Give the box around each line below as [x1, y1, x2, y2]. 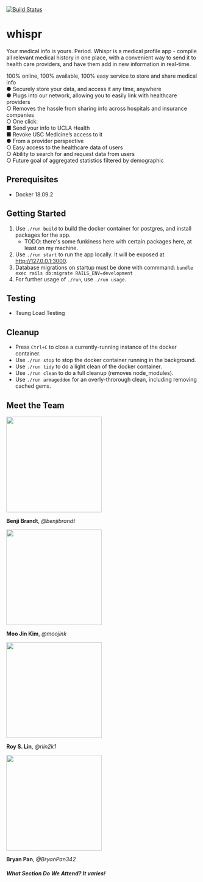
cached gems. [15, 382, 52, 390]
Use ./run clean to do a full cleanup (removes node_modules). [15, 369, 174, 377]
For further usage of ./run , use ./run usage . [15, 275, 127, 283]
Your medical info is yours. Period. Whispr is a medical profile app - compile [6, 47, 197, 54]
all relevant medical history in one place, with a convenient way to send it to [6, 54, 196, 61]
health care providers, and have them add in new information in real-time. [6, 60, 191, 67]
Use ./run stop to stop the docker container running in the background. [15, 357, 196, 364]
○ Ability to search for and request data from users [6, 150, 135, 157]
